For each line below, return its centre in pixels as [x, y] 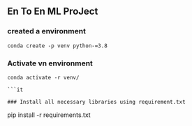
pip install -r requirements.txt [49, 115]
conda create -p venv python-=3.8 [58, 46]
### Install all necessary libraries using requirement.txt [97, 102]
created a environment [46, 31]
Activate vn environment [50, 63]
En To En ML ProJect [53, 11]
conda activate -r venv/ [43, 77]
